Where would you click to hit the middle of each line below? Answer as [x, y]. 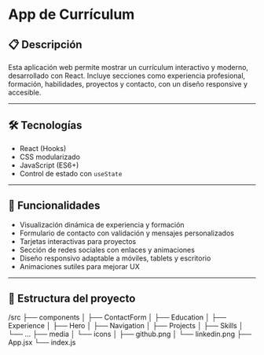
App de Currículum [71, 15]
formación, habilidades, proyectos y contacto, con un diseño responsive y [128, 84]
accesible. [25, 92]
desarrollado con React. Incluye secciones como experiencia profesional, [127, 76]
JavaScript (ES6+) [49, 165]
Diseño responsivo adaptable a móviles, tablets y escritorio [115, 258]
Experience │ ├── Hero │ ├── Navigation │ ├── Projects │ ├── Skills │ [126, 326]
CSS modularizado [50, 157]
